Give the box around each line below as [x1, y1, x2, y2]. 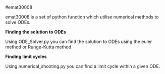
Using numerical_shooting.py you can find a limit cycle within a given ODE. [5, 63, 160, 69]
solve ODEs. [5, 19, 31, 25]
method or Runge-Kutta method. [5, 44, 73, 49]
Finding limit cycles [5, 53, 47, 59]
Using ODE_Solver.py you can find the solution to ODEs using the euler [5, 38, 152, 44]
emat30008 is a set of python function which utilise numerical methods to [5, 14, 159, 19]
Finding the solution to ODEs [5, 29, 67, 34]
